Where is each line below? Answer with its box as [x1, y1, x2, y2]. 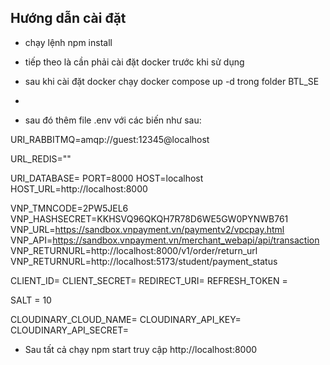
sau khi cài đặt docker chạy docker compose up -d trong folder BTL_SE [24, 75, 320, 87]
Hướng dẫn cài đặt [10, 10, 127, 27]
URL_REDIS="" [10, 152, 72, 165]
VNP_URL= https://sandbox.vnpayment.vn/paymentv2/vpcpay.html [10, 223, 285, 235]
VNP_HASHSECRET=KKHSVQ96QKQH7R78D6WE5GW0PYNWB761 [10, 212, 289, 225]
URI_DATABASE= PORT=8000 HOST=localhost [10, 172, 204, 184]
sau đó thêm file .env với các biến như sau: [24, 114, 202, 126]
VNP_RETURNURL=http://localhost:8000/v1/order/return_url [10, 244, 258, 256]
